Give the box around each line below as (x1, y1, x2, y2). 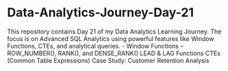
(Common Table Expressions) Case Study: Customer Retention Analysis (7, 56, 210, 64)
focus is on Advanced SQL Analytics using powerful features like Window (7, 34, 214, 42)
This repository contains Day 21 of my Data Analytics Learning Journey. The (7, 27, 222, 35)
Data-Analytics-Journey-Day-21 (7, 5, 194, 20)
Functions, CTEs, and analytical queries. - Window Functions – (7, 42, 183, 50)
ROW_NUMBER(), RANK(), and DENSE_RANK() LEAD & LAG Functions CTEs (7, 49, 221, 57)
